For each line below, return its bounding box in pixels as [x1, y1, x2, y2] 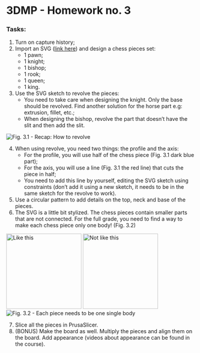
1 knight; [23, 58, 45, 65]
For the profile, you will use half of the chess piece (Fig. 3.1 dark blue [23, 152, 195, 159]
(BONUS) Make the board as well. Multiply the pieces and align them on [14, 328, 193, 335]
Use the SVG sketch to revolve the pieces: [14, 90, 120, 97]
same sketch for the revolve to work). [23, 190, 117, 197]
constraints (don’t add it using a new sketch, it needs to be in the [23, 183, 184, 191]
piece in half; [23, 171, 56, 178]
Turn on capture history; [14, 38, 75, 46]
